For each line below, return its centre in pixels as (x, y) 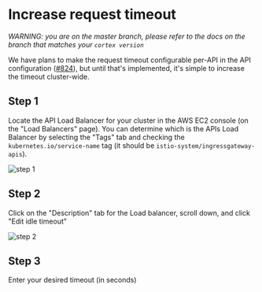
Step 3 (24, 261)
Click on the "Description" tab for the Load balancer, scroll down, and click (129, 213)
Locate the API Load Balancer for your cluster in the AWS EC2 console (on (129, 120)
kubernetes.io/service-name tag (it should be (81, 145)
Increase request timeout (92, 15)
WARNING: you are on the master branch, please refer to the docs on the (127, 36)
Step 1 (24, 101)
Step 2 (24, 194)
